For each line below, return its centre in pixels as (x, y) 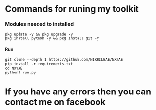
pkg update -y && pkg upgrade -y (39, 34)
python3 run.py (20, 72)
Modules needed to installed (39, 24)
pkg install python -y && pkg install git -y (52, 38)
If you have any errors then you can (78, 92)
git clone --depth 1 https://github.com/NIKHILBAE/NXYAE (64, 59)
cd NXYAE (14, 68)
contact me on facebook (55, 102)
